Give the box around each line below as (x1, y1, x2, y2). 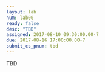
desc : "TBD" (6, 26, 36, 32)
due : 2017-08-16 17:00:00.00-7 (6, 37, 86, 43)
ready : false (6, 20, 39, 26)
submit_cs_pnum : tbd (6, 43, 59, 49)
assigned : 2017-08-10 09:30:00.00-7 (6, 32, 99, 38)
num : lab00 (6, 15, 34, 21)
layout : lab (6, 9, 36, 15)
